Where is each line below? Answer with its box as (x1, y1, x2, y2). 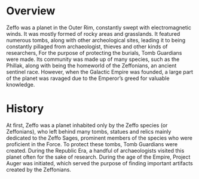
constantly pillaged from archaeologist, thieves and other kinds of (6, 43, 168, 50)
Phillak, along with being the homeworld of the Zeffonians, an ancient (6, 61, 177, 69)
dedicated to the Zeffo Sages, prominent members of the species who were (6, 134, 193, 141)
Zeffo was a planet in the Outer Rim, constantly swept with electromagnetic (6, 24, 191, 31)
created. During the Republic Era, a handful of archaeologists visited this (6, 147, 185, 154)
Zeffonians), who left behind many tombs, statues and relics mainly (6, 128, 172, 135)
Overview (6, 4, 56, 18)
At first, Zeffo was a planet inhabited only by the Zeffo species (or (6, 121, 168, 129)
